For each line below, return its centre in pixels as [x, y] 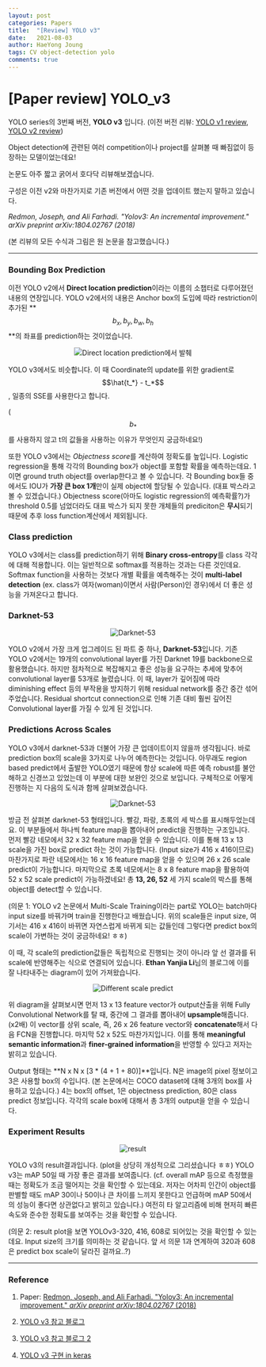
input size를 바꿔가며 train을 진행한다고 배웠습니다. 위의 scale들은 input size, [128, 915]
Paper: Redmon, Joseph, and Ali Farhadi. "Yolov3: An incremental [126, 1297]
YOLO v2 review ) [36, 131]
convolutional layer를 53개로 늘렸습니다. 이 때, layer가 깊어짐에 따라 [114, 679]
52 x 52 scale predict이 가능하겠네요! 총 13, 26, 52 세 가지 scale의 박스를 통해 [130, 879]
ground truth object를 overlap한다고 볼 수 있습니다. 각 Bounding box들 [134, 475]
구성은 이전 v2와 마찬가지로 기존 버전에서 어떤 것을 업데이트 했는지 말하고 [121, 190]
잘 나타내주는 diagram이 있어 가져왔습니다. [74, 972]
